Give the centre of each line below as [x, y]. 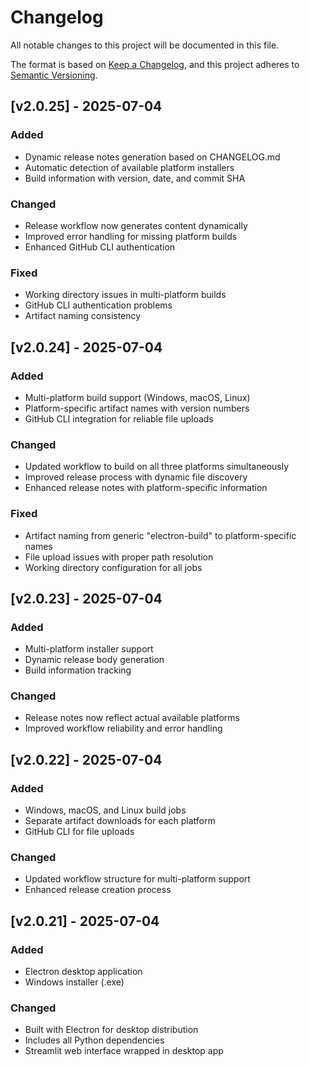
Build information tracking [78, 670]
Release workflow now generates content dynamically [136, 225]
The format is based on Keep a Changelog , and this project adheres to [155, 64]
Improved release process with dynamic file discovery [136, 477]
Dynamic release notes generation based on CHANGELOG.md [152, 157]
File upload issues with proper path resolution [119, 557]
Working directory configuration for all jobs [113, 567]
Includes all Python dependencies [94, 1040]
